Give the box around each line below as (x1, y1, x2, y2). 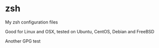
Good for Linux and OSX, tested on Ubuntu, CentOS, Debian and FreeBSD (5, 28, 155, 34)
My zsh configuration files (5, 19, 58, 25)
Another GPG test (5, 38, 41, 44)
